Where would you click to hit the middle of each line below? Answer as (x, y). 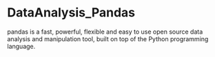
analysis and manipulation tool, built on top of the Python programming (108, 38)
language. (21, 46)
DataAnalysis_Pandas (71, 13)
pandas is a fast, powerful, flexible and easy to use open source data (105, 32)
